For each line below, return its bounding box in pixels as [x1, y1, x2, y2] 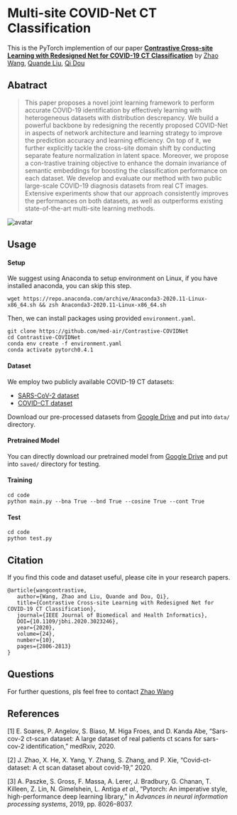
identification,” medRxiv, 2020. [26, 742, 116, 750]
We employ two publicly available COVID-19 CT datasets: [7, 377, 175, 385]
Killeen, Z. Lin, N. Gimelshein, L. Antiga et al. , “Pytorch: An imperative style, [7, 784, 228, 793]
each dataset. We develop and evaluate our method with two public [24, 174, 222, 182]
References [7, 708, 60, 720]
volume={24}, [16, 630, 55, 637]
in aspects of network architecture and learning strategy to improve [24, 128, 222, 137]
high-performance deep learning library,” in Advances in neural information [7, 792, 228, 801]
